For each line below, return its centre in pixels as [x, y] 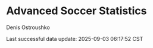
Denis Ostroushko [28, 27]
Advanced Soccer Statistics [76, 11]
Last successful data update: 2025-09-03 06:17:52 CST [75, 39]
